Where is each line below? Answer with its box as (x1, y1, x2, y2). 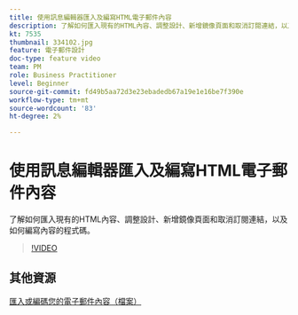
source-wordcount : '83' (9, 104, 98, 113)
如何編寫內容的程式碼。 (9, 225, 95, 236)
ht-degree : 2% (9, 112, 62, 121)
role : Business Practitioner (9, 71, 117, 80)
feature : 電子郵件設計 (9, 46, 85, 55)
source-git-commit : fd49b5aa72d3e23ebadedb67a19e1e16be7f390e (9, 87, 244, 96)
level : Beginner (9, 79, 69, 88)
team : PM (9, 63, 42, 72)
